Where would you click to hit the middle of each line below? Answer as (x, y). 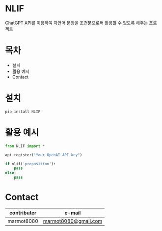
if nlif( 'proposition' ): (30, 164)
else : (11, 173)
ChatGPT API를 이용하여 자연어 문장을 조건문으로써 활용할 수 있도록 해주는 (77, 23)
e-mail (73, 213)
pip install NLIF (23, 112)
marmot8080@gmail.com (73, 221)
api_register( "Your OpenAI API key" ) (44, 155)
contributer (23, 213)
